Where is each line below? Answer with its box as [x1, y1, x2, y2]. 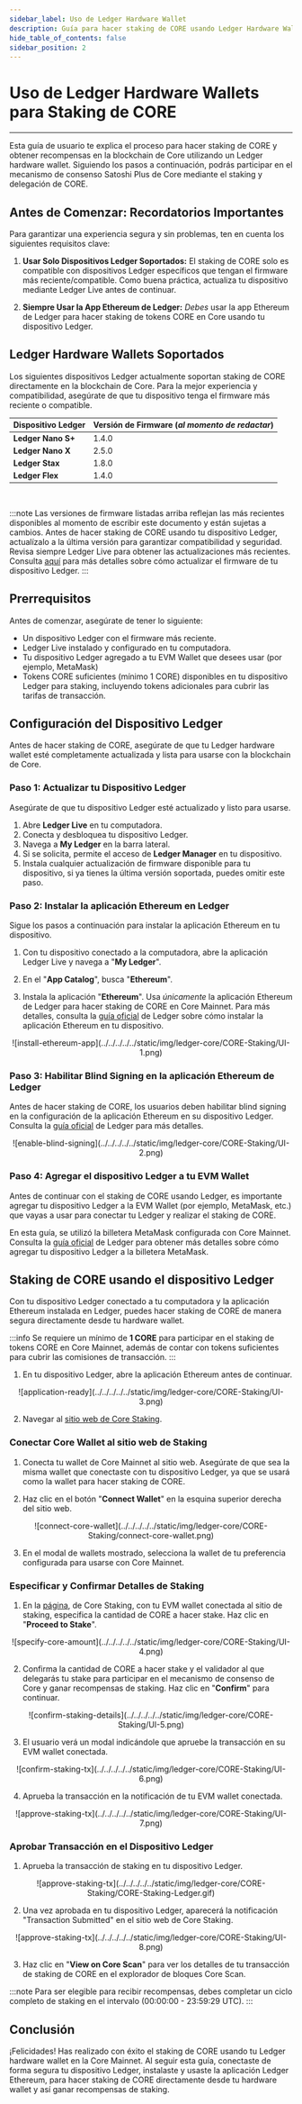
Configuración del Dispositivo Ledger [9, 716, 223, 731]
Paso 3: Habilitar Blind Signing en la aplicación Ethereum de [9, 1069, 275, 1082]
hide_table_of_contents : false [9, 33, 127, 42]
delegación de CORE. [9, 178, 88, 189]
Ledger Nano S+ [13, 432, 75, 443]
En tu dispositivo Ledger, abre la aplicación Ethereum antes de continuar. [22, 1369, 293, 1380]
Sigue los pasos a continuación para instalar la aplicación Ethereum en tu [9, 920, 280, 931]
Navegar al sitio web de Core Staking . [22, 1414, 163, 1425]
